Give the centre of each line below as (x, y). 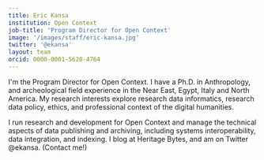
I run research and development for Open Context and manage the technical (132, 122)
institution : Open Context (53, 23)
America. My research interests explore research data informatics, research (131, 99)
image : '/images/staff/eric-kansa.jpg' (74, 37)
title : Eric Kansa (38, 15)
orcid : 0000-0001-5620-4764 (55, 60)
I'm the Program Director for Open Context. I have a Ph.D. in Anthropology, (130, 82)
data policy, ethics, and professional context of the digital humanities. (121, 106)
